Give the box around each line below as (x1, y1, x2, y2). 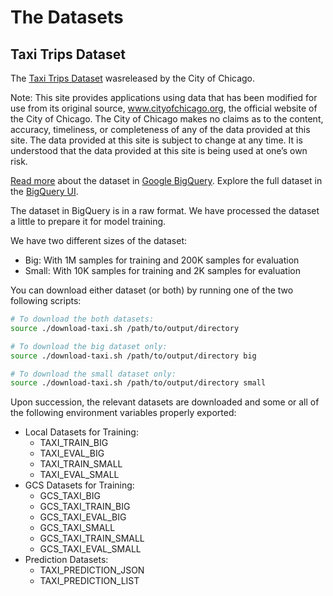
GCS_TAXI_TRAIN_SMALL (39, 532, 145, 545)
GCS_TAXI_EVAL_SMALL (39, 543, 142, 555)
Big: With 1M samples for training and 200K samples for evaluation (24, 254, 300, 266)
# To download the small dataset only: (10, 369, 177, 379)
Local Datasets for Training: (24, 426, 139, 438)
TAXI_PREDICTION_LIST (39, 575, 140, 587)
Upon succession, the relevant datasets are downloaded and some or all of (10, 396, 320, 408)
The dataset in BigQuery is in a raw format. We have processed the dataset (10, 205, 320, 216)
